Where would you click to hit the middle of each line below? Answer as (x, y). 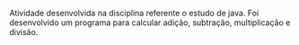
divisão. (24, 32)
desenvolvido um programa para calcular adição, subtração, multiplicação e (150, 22)
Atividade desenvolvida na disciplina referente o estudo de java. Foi (134, 13)
